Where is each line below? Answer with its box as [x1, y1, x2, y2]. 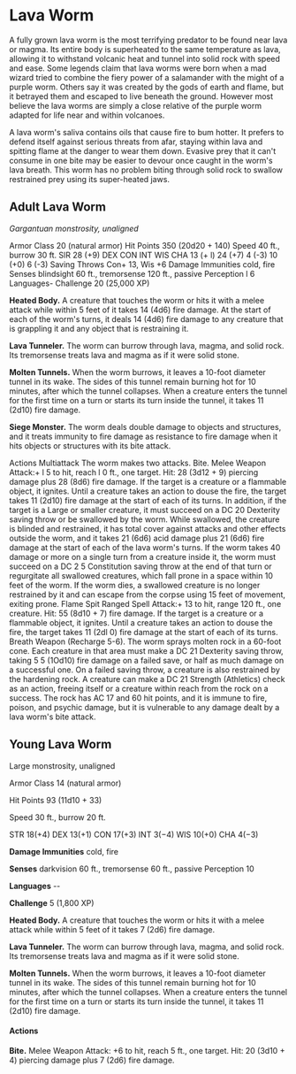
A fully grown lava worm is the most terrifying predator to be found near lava [9, 35, 288, 45]
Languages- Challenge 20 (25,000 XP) [9, 278, 150, 288]
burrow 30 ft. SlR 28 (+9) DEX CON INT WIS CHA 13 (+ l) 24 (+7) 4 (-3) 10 [9, 249, 278, 260]
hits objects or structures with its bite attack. [9, 440, 171, 451]
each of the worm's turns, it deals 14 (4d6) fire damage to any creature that [9, 313, 285, 324]
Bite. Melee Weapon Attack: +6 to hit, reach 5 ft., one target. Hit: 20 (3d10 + [9, 1045, 285, 1055]
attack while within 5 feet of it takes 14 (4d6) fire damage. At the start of [9, 304, 271, 315]
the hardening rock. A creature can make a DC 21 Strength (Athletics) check [9, 673, 285, 684]
